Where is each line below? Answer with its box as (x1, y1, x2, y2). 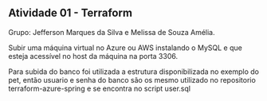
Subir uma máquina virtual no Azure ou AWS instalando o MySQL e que (8, 43, 243, 52)
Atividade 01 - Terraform (8, 6, 133, 20)
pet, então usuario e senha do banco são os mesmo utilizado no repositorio (8, 75, 257, 84)
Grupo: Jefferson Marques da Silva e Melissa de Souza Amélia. (8, 27, 215, 37)
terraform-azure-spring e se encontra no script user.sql (8, 84, 191, 93)
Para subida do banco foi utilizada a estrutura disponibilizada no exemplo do (8, 67, 260, 76)
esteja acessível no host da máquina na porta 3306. (8, 51, 178, 60)
